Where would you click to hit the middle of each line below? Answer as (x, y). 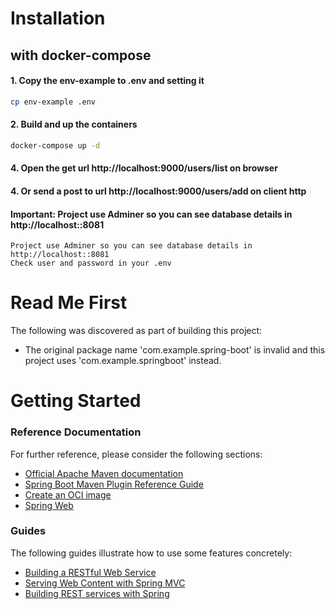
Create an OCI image (68, 494)
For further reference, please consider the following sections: (136, 454)
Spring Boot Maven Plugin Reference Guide (114, 484)
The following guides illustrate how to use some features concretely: (151, 553)
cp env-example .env (53, 102)
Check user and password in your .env (91, 263)
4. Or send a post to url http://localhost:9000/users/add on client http (158, 191)
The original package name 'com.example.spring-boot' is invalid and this (175, 350)
